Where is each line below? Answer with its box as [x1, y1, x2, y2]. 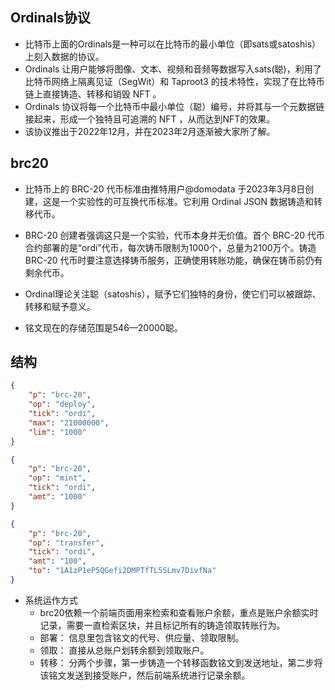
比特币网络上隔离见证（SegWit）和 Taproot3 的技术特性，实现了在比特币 [24, 75, 325, 87]
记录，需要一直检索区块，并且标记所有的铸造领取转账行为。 [39, 619, 286, 631]
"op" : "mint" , [28, 473, 87, 483]
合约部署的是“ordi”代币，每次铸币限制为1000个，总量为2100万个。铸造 [24, 241, 317, 253]
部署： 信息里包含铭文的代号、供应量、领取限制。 [39, 631, 245, 643]
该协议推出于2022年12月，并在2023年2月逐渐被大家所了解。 [24, 125, 276, 137]
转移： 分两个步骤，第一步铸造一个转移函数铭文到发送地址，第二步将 [39, 656, 323, 668]
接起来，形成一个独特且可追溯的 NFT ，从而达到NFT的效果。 [24, 113, 276, 125]
